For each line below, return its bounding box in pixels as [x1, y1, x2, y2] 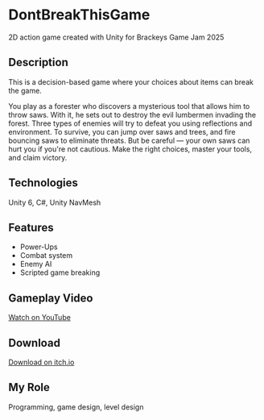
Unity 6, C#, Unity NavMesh [8, 198, 101, 207]
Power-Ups [19, 242, 58, 252]
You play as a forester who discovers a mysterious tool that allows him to [8, 101, 250, 110]
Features [8, 220, 54, 235]
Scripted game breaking [19, 268, 101, 277]
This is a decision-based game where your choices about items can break [8, 77, 254, 86]
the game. [8, 85, 42, 95]
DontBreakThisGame [8, 6, 151, 24]
